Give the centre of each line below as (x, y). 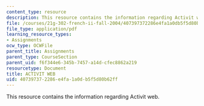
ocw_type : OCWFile (29, 46)
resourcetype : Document (36, 68)
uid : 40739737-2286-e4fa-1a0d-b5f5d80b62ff (62, 79)
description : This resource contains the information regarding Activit (100, 18)
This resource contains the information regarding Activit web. (83, 97)
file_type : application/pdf (42, 29)
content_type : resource (36, 12)
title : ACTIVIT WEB (31, 74)
